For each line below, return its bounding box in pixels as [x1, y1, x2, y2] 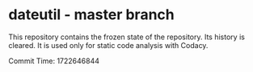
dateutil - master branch [8, 6, 175, 24]
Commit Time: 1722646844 [8, 56, 99, 66]
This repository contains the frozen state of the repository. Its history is [8, 32, 245, 42]
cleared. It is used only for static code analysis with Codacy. [8, 40, 209, 50]
